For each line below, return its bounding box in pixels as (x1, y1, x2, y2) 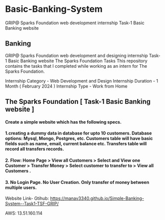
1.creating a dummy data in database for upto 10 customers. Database (5, 130, 152, 136)
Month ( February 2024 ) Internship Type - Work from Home (5, 83, 127, 89)
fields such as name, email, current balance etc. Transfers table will (5, 141, 147, 147)
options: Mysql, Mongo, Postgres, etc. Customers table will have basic (5, 135, 153, 141)
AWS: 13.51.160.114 (5, 210, 43, 216)
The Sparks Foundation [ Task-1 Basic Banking (5, 97, 151, 106)
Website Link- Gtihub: (5, 195, 49, 201)
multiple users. (5, 184, 37, 190)
